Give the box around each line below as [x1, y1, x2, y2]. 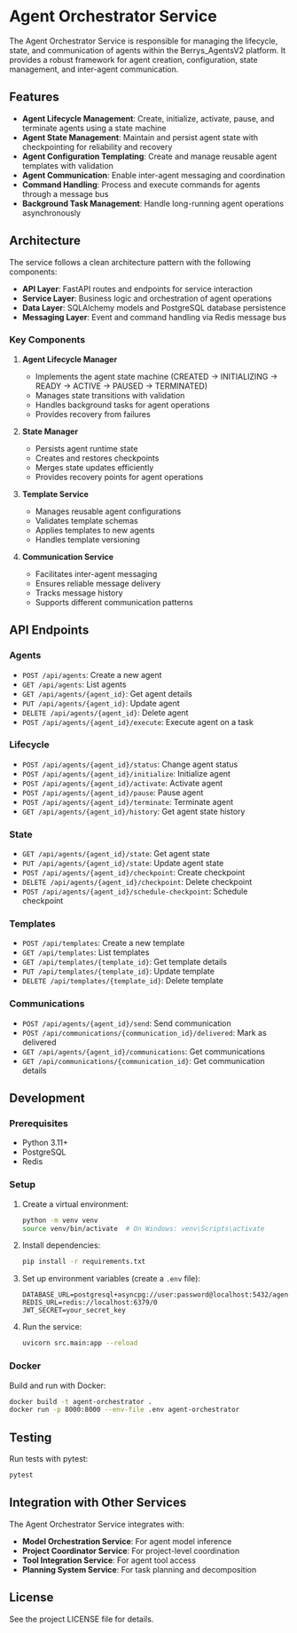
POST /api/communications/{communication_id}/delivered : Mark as [21, 1027, 268, 1037]
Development [9, 1091, 86, 1106]
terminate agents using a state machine [21, 122, 167, 133]
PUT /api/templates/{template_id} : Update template [21, 966, 215, 977]
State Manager [21, 426, 78, 437]
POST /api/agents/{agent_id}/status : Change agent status [21, 759, 238, 769]
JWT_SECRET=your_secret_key [21, 1306, 126, 1315]
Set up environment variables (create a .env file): [21, 1274, 201, 1284]
